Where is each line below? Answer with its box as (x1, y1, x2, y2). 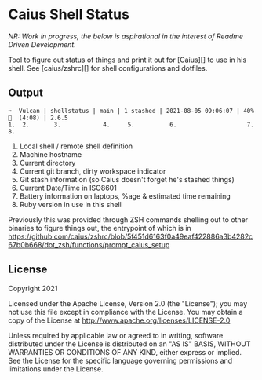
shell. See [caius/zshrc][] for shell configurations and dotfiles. (8, 63, 208, 72)
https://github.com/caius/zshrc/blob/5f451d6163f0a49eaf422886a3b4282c (8, 232, 253, 241)
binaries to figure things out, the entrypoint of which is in (8, 223, 192, 232)
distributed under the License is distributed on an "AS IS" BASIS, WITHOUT (8, 339, 251, 349)
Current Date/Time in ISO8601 (19, 183, 118, 192)
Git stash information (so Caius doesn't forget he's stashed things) (19, 174, 235, 184)
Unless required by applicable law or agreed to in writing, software (8, 331, 224, 340)
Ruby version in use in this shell (19, 199, 122, 209)
